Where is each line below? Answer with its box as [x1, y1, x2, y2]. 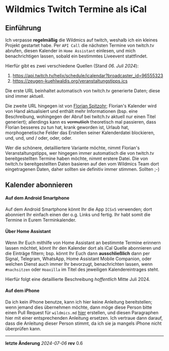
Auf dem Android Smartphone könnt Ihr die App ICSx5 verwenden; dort [5, 206, 152, 212]
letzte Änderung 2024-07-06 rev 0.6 [5, 340, 83, 346]
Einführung [5, 24, 41, 32]
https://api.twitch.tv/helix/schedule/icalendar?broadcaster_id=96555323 [12, 73, 163, 79]
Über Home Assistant [5, 228, 51, 235]
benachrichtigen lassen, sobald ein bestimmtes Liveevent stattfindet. [5, 53, 148, 59]
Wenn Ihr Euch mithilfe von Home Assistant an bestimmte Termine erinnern [5, 240, 161, 246]
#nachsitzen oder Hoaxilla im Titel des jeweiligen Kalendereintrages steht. [5, 266, 159, 272]
